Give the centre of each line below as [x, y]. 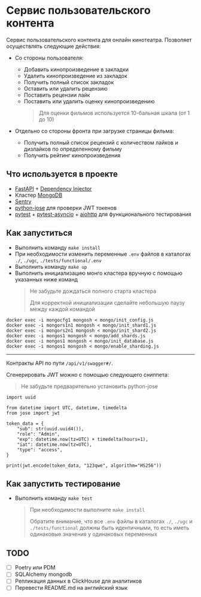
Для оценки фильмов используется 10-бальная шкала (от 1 [114, 113]
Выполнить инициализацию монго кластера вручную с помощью [98, 273]
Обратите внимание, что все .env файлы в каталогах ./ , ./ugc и [111, 521]
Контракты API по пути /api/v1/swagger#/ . [60, 363]
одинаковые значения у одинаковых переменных [93, 534]
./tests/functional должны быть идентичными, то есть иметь [109, 528]
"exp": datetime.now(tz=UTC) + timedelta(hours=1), [83, 439]
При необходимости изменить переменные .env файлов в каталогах [103, 254]
